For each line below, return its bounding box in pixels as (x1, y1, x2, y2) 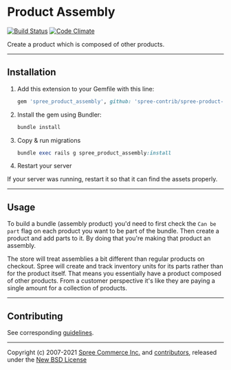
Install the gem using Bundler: (16, 111, 102, 119)
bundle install (16, 124, 61, 130)
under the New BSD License (7, 356, 87, 364)
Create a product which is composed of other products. (7, 40, 165, 48)
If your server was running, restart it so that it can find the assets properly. (7, 175, 218, 183)
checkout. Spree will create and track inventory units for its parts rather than (7, 262, 223, 270)
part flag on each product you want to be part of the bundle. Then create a (7, 227, 220, 235)
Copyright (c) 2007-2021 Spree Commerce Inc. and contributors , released (7, 348, 217, 356)
